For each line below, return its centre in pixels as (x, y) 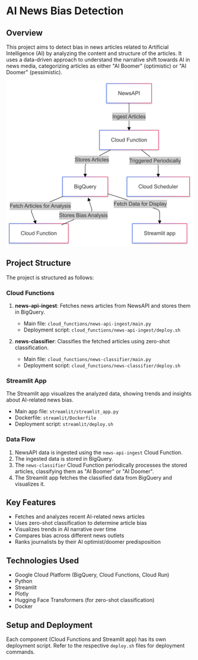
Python (23, 581)
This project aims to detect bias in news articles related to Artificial (87, 47)
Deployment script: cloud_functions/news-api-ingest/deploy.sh (102, 330)
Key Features (31, 502)
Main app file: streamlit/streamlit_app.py (67, 412)
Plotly (22, 594)
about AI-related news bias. (40, 400)
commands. (21, 652)
